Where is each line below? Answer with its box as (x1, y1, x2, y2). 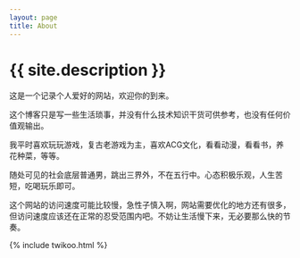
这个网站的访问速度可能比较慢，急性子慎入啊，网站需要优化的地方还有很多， (9, 200, 291, 211)
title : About (9, 21, 58, 30)
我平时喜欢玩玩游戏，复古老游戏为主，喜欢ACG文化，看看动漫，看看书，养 (9, 139, 284, 150)
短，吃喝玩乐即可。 (9, 180, 80, 192)
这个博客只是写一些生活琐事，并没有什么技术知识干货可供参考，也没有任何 (9, 109, 283, 121)
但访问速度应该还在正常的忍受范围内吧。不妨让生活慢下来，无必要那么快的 (9, 211, 283, 221)
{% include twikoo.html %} (9, 240, 108, 251)
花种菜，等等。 (9, 151, 64, 162)
